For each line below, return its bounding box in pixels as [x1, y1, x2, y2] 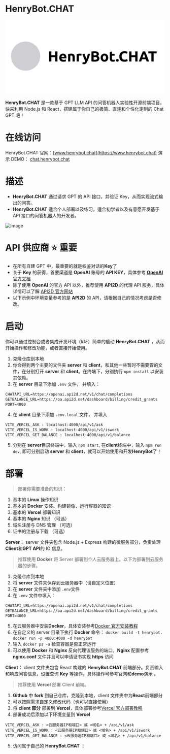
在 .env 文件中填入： [12, 592, 56, 598]
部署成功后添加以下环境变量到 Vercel [12, 711, 90, 717]
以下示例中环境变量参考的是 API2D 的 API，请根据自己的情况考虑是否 [12, 295, 157, 301]
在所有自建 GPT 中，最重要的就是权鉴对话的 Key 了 [12, 263, 118, 269]
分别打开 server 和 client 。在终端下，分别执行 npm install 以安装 [26, 369, 164, 374]
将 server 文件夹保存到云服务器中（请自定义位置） [12, 579, 118, 585]
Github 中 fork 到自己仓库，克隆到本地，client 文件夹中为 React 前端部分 [12, 692, 163, 698]
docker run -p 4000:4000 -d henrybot [12, 636, 93, 641]
